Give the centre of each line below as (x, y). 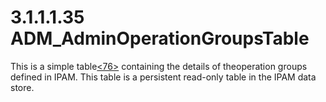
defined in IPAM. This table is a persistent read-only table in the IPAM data (163, 77)
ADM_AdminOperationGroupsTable (160, 38)
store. (22, 87)
